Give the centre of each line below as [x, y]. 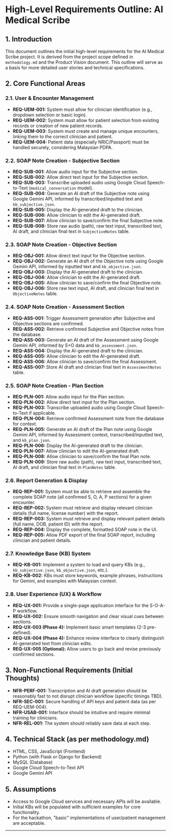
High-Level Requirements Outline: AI [84, 9]
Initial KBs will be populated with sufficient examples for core [77, 807]
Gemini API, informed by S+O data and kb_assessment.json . [75, 345]
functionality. [26, 813]
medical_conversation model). [62, 188]
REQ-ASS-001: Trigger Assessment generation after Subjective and [84, 318]
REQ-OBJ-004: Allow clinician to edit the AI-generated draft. [77, 277]
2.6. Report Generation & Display [47, 480]
